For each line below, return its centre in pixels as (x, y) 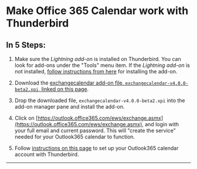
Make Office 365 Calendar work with (97, 11)
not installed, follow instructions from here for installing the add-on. (96, 71)
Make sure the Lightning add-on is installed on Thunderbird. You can (98, 59)
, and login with (160, 124)
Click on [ (26, 118)
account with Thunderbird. (47, 154)
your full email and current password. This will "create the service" (95, 131)
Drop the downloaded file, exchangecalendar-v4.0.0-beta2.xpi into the (100, 100)
